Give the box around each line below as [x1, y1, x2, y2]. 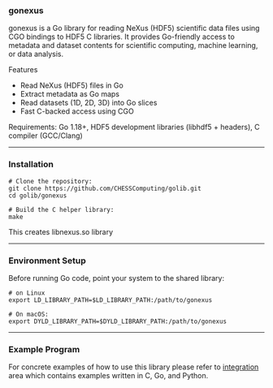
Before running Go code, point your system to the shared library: [8, 273, 225, 282]
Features [8, 65, 38, 75]
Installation [8, 159, 54, 170]
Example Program [8, 343, 80, 355]
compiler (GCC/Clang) [8, 131, 83, 140]
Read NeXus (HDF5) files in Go [19, 80, 123, 90]
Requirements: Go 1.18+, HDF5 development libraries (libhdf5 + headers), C [8, 123, 260, 132]
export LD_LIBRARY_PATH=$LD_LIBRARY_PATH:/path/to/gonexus [8, 295, 213, 304]
